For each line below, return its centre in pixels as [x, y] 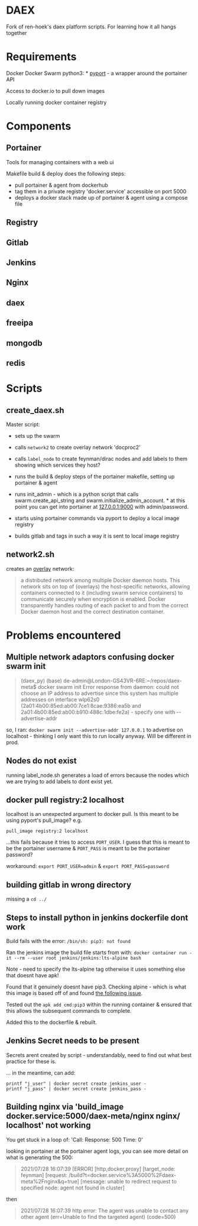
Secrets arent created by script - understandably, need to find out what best [99, 1055]
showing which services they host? [57, 465]
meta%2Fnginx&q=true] [50, 1181]
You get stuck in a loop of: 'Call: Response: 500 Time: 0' [74, 1139]
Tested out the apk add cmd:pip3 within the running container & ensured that [99, 1004]
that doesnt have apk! [33, 975]
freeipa [20, 323]
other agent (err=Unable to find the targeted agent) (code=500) [98, 1217]
